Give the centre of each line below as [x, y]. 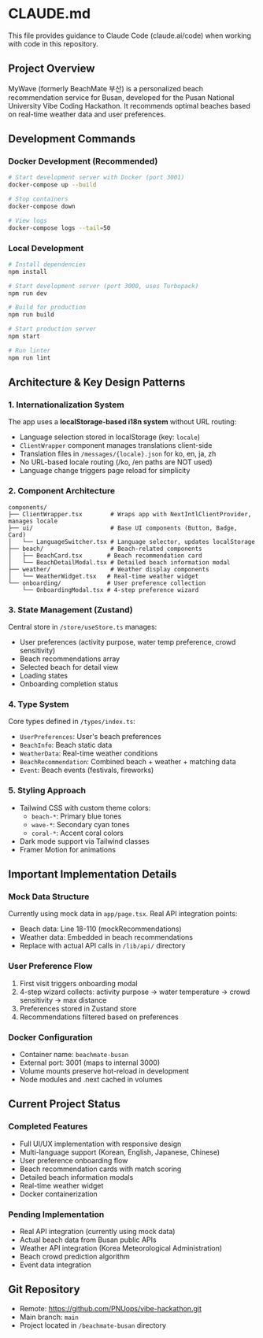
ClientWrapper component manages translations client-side [116, 445]
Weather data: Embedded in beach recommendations [106, 937]
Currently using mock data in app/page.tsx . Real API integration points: [123, 914]
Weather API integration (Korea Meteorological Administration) [121, 1247]
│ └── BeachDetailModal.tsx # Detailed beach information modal [119, 562]
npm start [24, 336]
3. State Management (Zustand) [70, 609]
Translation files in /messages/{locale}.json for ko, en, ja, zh [118, 454]
